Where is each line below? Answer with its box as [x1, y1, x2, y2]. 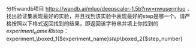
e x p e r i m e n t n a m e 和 [6, 27, 53, 36]
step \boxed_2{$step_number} [108, 35, 183, 42]
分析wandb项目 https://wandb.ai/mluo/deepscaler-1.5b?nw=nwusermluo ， [6, 5, 193, 12]
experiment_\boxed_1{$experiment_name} [6, 35, 110, 42]
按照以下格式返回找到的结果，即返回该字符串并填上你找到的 [11, 20, 159, 27]
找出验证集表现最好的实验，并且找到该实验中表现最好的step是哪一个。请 [6, 12, 185, 20]
